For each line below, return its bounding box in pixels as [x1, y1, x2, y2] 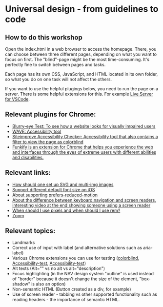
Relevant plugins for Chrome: [5, 110, 96, 119]
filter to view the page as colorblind [12, 139, 84, 144]
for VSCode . [5, 96, 30, 102]
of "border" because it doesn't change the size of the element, [12, 276, 139, 282]
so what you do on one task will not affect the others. [5, 77, 112, 82]
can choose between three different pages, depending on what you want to [5, 51, 157, 57]
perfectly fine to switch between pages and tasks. [5, 62, 106, 67]
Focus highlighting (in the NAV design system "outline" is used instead [12, 271, 154, 277]
